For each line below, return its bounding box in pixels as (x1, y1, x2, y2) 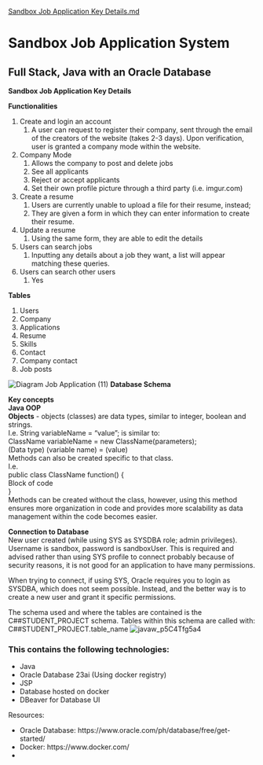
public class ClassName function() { (8, 470, 124, 479)
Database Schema (109, 380, 171, 388)
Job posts (19, 365, 53, 373)
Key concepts (8, 395, 55, 404)
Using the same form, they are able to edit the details (31, 234, 203, 243)
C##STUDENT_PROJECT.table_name (8, 624, 129, 634)
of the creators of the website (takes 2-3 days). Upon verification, (31, 134, 245, 142)
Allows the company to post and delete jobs (31, 159, 174, 167)
